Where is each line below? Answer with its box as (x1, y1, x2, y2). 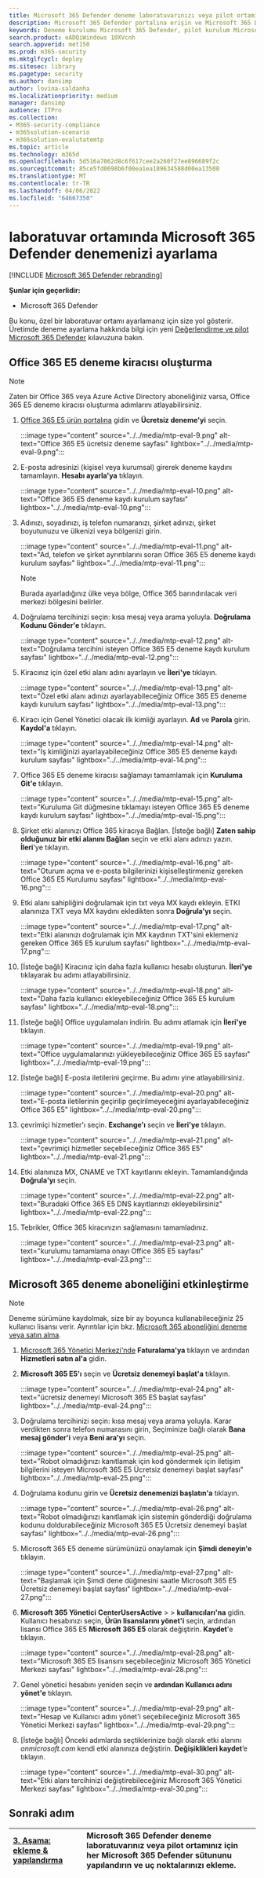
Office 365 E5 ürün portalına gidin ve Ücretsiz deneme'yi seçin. (20, 416, 228, 425)
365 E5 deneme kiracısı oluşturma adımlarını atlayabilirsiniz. (9, 400, 202, 409)
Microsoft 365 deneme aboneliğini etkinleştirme (9, 1278, 249, 1291)
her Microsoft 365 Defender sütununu (86, 1850, 232, 1861)
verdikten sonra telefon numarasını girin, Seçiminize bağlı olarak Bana (20, 1425, 246, 1434)
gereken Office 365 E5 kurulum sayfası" (20, 938, 150, 948)
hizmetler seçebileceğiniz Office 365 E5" (71, 1144, 204, 1154)
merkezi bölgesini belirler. (20, 597, 104, 607)
